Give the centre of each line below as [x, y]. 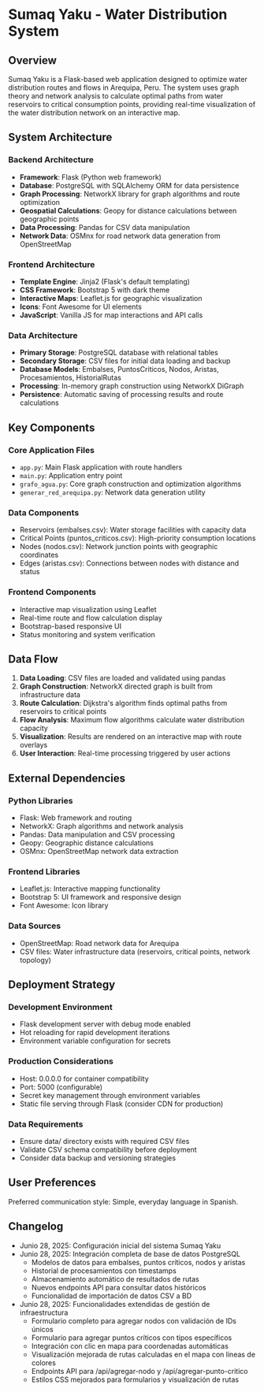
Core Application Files [51, 450]
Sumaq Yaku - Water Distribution [118, 15]
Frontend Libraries [44, 871]
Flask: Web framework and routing [76, 818]
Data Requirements [46, 1124]
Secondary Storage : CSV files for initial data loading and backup [125, 361]
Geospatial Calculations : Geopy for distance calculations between [128, 210]
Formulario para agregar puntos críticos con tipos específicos [132, 1338]
